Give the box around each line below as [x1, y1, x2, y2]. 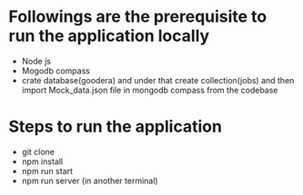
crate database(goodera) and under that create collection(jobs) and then [21, 74, 295, 85]
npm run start [21, 165, 74, 176]
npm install [21, 156, 64, 167]
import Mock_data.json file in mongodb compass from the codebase [21, 84, 278, 95]
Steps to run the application [8, 116, 222, 137]
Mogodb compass [21, 65, 90, 76]
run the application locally [8, 25, 210, 46]
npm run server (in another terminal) [21, 175, 158, 186]
